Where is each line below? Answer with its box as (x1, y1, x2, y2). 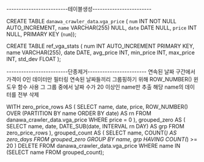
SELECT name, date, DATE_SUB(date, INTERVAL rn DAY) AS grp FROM (6, 123, 184, 130)
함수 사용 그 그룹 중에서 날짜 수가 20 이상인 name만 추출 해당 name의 (17, 83, 184, 90)
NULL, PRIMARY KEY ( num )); (6, 31, 77, 38)
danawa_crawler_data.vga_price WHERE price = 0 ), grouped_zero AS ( (6, 116, 186, 123)
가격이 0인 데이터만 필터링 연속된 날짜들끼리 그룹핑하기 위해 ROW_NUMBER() (6, 76, 192, 83)
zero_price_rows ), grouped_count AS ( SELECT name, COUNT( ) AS (6, 129, 177, 136)
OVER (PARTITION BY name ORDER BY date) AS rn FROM (6, 109, 151, 117)
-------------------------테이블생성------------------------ (6, 6, 151, 12)
